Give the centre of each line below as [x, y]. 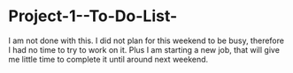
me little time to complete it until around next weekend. [108, 59]
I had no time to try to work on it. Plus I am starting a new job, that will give [144, 49]
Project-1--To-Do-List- [93, 16]
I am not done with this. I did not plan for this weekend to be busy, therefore [146, 40]
